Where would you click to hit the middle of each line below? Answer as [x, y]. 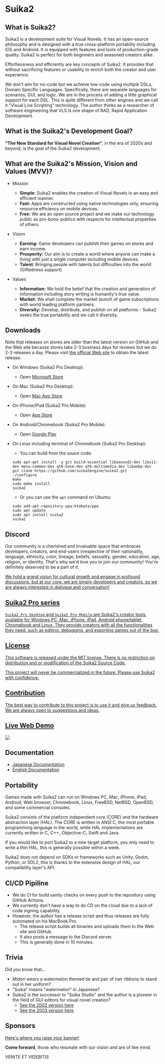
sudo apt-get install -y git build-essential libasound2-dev [76, 462]
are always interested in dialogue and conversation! [57, 587]
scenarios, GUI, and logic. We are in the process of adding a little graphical [81, 95]
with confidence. [22, 677]
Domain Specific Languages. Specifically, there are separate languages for [81, 89]
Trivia [14, 957]
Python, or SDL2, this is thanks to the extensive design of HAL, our [73, 863]
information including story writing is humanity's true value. [80, 294]
